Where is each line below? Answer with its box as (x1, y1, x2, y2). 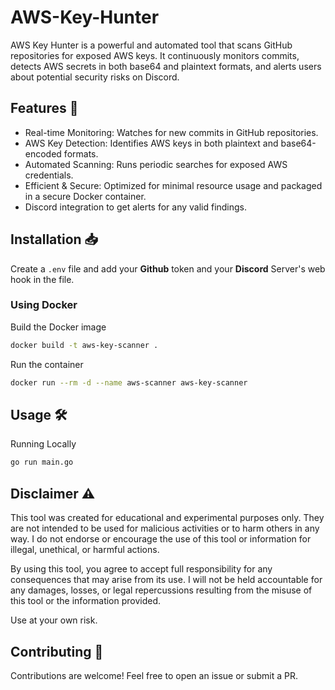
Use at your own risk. (10, 614, 98, 626)
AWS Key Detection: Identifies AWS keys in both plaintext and (24, 137, 279, 149)
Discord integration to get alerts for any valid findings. (24, 201, 248, 213)
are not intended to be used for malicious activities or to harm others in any (10, 522, 320, 535)
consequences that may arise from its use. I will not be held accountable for (10, 574, 323, 586)
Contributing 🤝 (10, 643, 104, 660)
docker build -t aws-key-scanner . (10, 340, 159, 350)
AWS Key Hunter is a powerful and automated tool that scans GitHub (10, 39, 293, 51)
